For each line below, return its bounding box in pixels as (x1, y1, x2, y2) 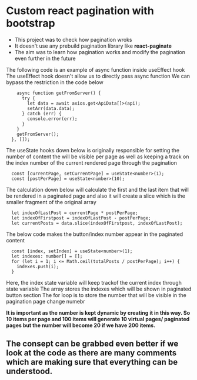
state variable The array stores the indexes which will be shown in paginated (6, 285, 192, 292)
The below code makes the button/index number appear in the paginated (6, 231, 183, 238)
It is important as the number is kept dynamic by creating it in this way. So (6, 309, 191, 316)
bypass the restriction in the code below (6, 78, 104, 86)
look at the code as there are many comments (6, 348, 177, 358)
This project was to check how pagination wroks (14, 36, 132, 43)
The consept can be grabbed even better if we (6, 339, 179, 349)
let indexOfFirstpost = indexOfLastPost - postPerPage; (11, 215, 151, 221)
